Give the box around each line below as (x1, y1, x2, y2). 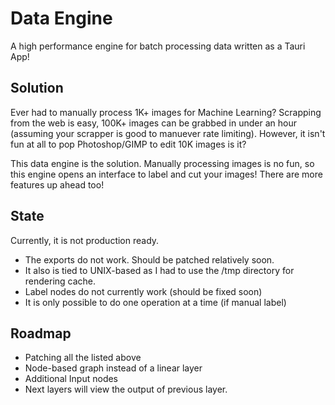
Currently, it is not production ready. (10, 234, 160, 246)
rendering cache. (24, 275, 97, 287)
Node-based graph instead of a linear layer (24, 362, 203, 374)
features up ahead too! (10, 178, 105, 191)
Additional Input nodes (24, 373, 119, 385)
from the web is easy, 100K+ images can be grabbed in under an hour (10, 117, 297, 129)
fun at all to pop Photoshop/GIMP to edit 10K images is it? (10, 138, 247, 150)
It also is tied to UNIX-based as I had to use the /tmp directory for (24, 264, 295, 276)
